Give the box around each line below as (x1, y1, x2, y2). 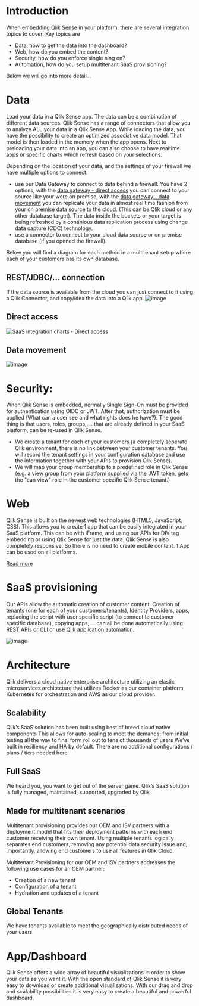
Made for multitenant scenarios (6, 806, 126, 816)
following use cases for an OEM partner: (6, 865, 105, 872)
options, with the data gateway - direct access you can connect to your (14, 187, 190, 194)
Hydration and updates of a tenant (14, 889, 99, 896)
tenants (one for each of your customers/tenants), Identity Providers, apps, (6, 607, 190, 614)
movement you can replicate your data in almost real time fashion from (14, 199, 188, 206)
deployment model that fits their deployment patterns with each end (6, 828, 173, 835)
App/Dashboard (6, 949, 87, 963)
